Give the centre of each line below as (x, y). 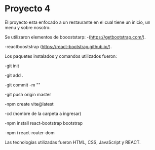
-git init (12, 66)
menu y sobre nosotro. (28, 27)
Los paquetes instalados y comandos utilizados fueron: (61, 56)
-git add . (14, 75)
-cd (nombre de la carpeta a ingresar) (43, 113)
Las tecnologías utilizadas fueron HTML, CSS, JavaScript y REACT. (73, 142)
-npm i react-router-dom (30, 132)
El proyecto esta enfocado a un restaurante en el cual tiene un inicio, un (77, 22)
